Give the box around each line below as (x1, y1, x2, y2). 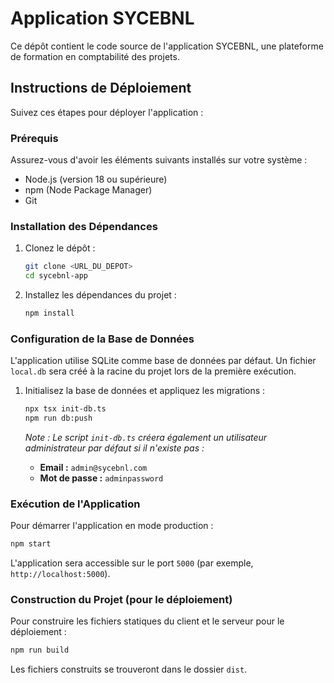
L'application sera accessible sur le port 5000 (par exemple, (10, 557, 254, 569)
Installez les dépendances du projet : (24, 289, 177, 301)
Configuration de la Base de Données (10, 332, 195, 346)
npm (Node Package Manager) (24, 184, 153, 196)
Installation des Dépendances (10, 219, 158, 233)
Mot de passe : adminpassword (39, 472, 164, 484)
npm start (10, 539, 52, 549)
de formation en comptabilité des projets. (10, 50, 180, 62)
